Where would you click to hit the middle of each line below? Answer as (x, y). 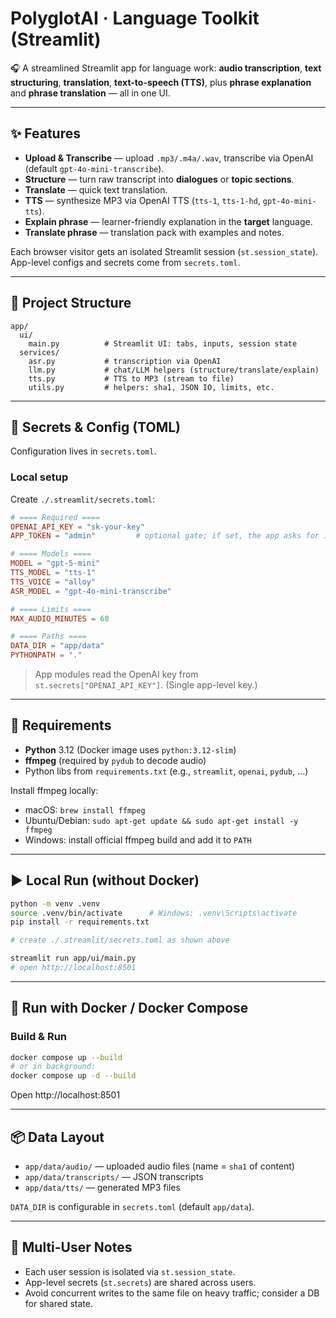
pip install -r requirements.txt (80, 922)
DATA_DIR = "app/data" (57, 646)
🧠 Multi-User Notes (71, 1247)
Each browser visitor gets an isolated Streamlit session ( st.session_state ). (164, 251)
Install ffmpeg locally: (54, 790)
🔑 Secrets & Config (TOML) (96, 427)
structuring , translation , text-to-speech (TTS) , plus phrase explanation (161, 82)
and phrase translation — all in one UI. (90, 93)
